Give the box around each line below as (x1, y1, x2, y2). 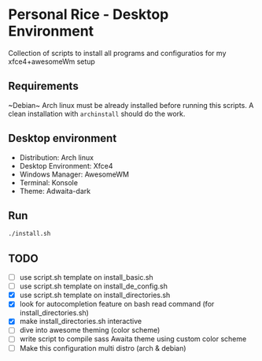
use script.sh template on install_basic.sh (19, 273, 153, 282)
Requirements (8, 80, 79, 93)
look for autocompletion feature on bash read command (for (19, 300, 215, 309)
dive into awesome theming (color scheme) (19, 326, 161, 335)
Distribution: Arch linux (19, 152, 94, 162)
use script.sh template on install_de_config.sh (19, 281, 168, 291)
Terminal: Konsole (19, 177, 79, 187)
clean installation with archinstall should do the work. (8, 109, 186, 118)
